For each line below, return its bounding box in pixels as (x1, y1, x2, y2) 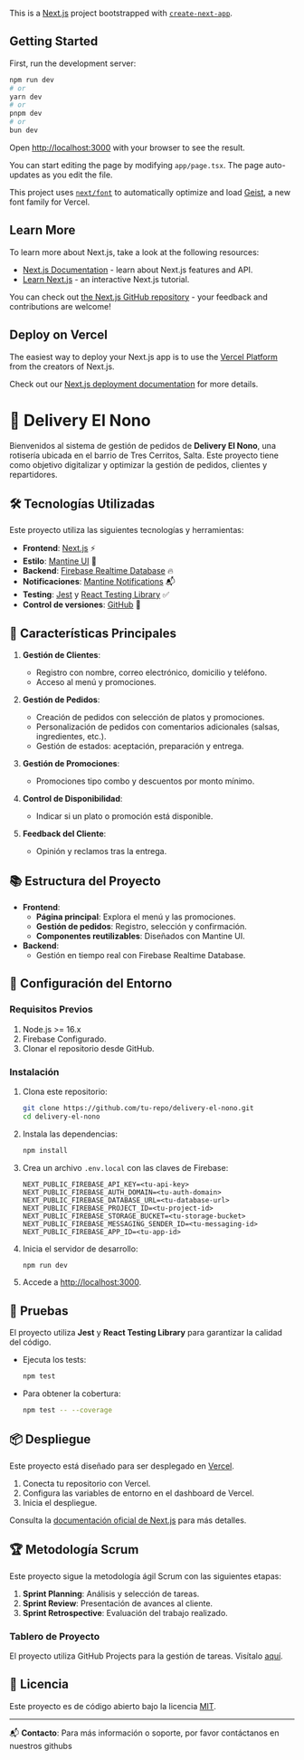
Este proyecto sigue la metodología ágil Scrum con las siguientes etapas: (9, 1570, 282, 1582)
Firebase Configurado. (22, 1033, 107, 1044)
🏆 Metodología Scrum (9, 1542, 139, 1557)
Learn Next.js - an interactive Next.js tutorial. (22, 273, 190, 284)
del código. (9, 1337, 52, 1347)
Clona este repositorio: (22, 1086, 108, 1097)
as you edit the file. (42, 169, 113, 180)
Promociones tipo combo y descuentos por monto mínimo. (35, 775, 255, 786)
